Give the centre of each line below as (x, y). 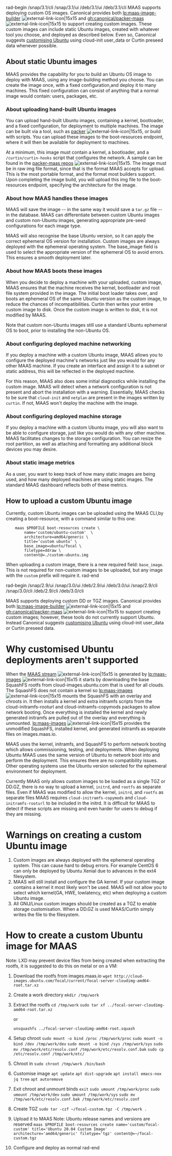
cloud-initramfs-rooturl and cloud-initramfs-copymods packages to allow (83, 707)
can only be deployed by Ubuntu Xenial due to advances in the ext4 (85, 871)
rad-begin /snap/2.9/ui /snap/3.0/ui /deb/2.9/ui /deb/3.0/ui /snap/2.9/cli (82, 586)
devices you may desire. (31, 450)
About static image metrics (40, 463)
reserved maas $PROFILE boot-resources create (63, 1124)
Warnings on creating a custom (74, 835)
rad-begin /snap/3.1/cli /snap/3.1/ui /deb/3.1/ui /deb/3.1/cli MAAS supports (83, 7)
